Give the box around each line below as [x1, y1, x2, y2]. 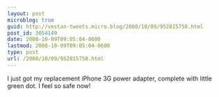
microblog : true [7, 17, 54, 24]
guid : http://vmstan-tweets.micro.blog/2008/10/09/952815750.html [7, 23, 204, 30]
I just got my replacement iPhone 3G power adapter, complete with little [7, 74, 213, 82]
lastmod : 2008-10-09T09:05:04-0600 [7, 42, 111, 49]
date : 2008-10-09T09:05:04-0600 [7, 36, 101, 43]
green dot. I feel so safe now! [7, 81, 91, 90]
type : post [7, 49, 39, 56]
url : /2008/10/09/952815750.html [7, 55, 104, 62]
